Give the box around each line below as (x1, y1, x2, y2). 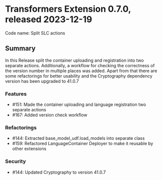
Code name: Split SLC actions (5, 30, 65, 36)
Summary (5, 44, 36, 52)
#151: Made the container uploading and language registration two (12, 102, 146, 107)
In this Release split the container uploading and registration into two (5, 57, 144, 63)
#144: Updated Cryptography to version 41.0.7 (12, 169, 106, 175)
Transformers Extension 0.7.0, (5, 3, 131, 15)
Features (5, 90, 27, 97)
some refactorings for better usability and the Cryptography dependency (5, 73, 153, 79)
